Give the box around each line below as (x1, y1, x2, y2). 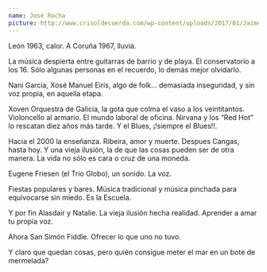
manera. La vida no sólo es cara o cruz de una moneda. (8, 153, 191, 163)
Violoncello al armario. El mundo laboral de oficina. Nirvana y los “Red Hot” (8, 112, 254, 122)
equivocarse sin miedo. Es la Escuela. (8, 192, 132, 202)
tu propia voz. (8, 216, 54, 226)
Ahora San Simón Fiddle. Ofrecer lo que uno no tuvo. (8, 231, 181, 241)
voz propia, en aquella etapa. (8, 88, 103, 98)
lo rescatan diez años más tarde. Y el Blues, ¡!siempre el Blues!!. (8, 121, 218, 130)
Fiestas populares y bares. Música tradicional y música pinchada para (8, 184, 237, 193)
